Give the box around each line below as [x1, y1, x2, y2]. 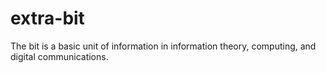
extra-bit [10, 7, 85, 30]
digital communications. [10, 50, 109, 62]
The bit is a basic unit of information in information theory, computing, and [10, 40, 317, 52]
